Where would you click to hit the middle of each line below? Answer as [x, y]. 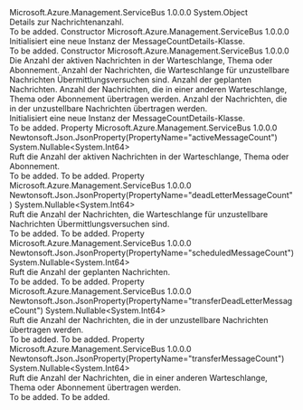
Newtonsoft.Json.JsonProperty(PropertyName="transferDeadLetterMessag [151, 301]
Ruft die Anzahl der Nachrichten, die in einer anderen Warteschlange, [139, 378]
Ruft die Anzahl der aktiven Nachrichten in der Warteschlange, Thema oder [149, 157]
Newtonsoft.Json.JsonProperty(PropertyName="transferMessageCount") [147, 358]
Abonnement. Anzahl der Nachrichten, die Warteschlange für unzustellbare [150, 70]
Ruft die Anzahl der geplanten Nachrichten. [90, 272]
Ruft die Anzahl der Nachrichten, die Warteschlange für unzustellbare [139, 214]
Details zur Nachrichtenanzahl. [67, 22]
